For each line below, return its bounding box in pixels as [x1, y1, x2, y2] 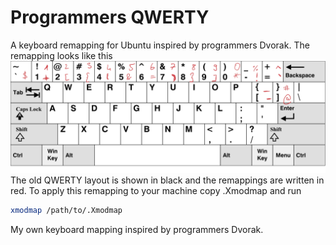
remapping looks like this [10, 49, 113, 61]
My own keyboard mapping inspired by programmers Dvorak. [10, 223, 264, 235]
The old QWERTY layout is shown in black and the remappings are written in [10, 174, 325, 186]
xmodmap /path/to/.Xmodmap [10, 206, 123, 216]
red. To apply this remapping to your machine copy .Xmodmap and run [10, 185, 302, 197]
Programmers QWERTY [10, 6, 210, 29]
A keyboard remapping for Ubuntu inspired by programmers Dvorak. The [10, 39, 310, 51]
